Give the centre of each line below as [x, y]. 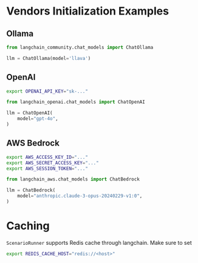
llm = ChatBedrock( [31, 190]
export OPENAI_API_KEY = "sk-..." [47, 91]
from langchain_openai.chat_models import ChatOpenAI [76, 102]
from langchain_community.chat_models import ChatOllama [80, 47]
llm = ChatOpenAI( [29, 113]
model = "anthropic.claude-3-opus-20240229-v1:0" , [80, 196]
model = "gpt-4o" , [38, 119]
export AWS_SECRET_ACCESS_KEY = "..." [53, 163]
